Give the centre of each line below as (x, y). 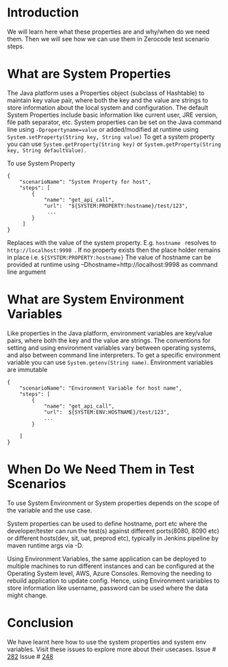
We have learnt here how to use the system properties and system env (107, 642)
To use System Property (41, 163)
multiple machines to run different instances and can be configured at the (111, 566)
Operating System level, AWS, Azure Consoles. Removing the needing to (110, 573)
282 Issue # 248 (30, 656)
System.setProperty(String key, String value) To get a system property (111, 137)
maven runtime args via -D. (45, 545)
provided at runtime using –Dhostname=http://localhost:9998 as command (112, 264)
